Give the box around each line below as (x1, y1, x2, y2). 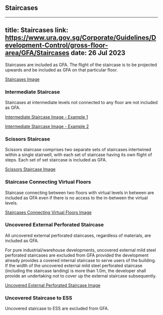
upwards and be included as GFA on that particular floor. (5, 67, 118, 72)
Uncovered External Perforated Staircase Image (5, 282, 101, 288)
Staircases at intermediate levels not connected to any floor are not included (5, 99, 158, 105)
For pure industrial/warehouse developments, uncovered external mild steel (5, 247, 156, 253)
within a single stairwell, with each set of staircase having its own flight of (5, 152, 152, 157)
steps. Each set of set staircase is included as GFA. (5, 157, 107, 163)
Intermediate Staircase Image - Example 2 (5, 123, 89, 129)
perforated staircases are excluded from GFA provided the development (5, 252, 149, 258)
